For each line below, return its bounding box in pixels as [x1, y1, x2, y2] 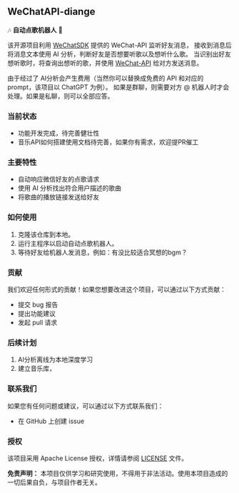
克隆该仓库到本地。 [17, 230, 75, 239]
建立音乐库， [17, 364, 56, 373]
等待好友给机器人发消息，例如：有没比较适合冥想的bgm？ [17, 248, 188, 257]
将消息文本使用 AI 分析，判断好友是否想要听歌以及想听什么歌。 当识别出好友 [7, 49, 232, 58]
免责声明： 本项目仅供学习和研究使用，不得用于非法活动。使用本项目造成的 [7, 469, 228, 477]
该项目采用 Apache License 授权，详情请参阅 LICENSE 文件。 [7, 454, 188, 462]
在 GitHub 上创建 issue [17, 417, 84, 425]
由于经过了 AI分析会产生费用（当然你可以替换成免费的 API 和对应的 [7, 74, 204, 82]
